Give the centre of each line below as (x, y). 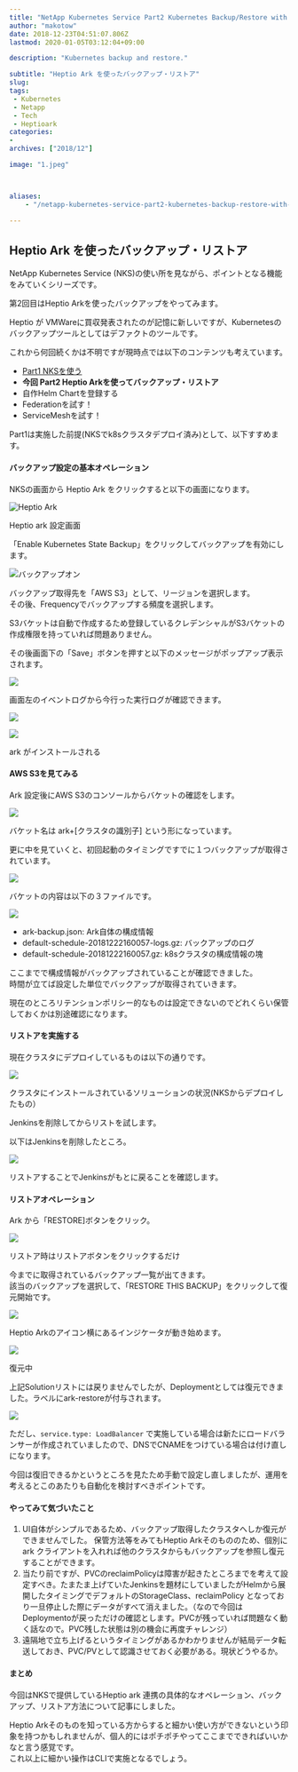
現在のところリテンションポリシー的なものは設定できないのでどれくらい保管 (149, 1002)
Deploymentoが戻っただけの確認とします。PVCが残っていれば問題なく (151, 1618)
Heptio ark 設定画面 (45, 525)
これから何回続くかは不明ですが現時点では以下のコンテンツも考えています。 (149, 353)
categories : (31, 132)
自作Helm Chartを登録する (70, 393)
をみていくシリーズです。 (55, 284)
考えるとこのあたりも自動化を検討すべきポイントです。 (110, 1486)
